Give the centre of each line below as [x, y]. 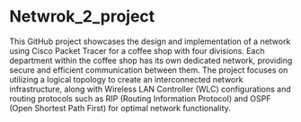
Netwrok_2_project [82, 17]
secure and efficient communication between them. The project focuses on [149, 70]
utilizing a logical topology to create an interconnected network [126, 79]
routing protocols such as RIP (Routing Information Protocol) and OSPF [140, 98]
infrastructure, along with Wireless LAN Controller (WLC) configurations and [150, 89]
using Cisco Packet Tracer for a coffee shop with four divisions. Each [137, 50]
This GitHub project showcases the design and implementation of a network [150, 41]
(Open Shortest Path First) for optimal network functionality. [120, 108]
